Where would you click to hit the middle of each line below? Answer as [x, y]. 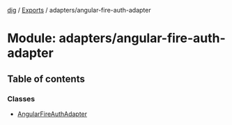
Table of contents [46, 79]
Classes [21, 98]
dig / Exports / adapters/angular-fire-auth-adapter [79, 10]
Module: [32, 38]
